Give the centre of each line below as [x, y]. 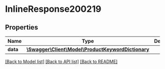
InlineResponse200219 [53, 9]
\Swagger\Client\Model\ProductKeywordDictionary [88, 49]
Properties [22, 27]
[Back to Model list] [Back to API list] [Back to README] [61, 62]
